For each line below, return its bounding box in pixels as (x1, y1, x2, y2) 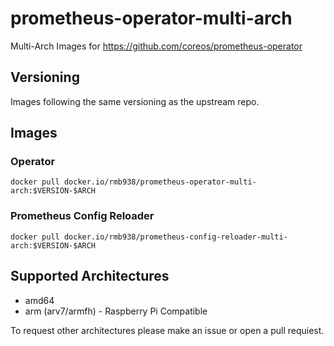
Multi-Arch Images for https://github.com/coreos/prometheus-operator (10, 40, 303, 52)
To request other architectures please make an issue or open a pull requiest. (10, 324, 325, 336)
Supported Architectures (10, 268, 170, 285)
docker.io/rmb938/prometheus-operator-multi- (63, 177, 257, 187)
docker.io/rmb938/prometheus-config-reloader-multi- (63, 232, 288, 242)
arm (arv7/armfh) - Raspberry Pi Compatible (24, 305, 208, 317)
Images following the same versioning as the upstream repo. (10, 95, 260, 107)
